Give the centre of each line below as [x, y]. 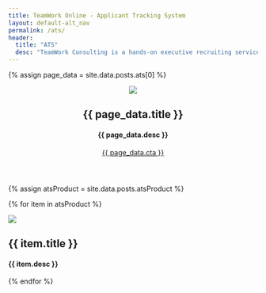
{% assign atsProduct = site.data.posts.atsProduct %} [96, 188]
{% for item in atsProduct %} [55, 204]
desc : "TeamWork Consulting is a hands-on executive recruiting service [138, 52]
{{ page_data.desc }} [133, 135]
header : [21, 38]
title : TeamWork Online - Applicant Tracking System [97, 15]
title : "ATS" [37, 45]
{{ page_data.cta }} [133, 152]
